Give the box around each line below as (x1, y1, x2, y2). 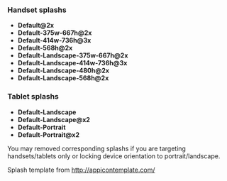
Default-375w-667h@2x (17, 28, 92, 37)
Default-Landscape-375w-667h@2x (17, 51, 128, 60)
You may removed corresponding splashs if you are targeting (7, 144, 187, 153)
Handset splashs (7, 5, 67, 15)
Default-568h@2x (17, 44, 73, 53)
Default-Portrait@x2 (17, 130, 80, 139)
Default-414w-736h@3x (17, 36, 92, 45)
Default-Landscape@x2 (17, 115, 91, 124)
